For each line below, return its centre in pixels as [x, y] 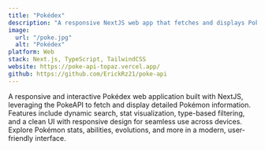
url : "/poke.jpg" [44, 37]
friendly [21, 138]
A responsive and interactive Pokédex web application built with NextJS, [126, 96]
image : [19, 30]
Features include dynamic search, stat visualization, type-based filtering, [127, 113]
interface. [51, 138]
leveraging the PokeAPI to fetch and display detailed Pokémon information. [129, 105]
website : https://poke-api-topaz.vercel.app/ [84, 67]
